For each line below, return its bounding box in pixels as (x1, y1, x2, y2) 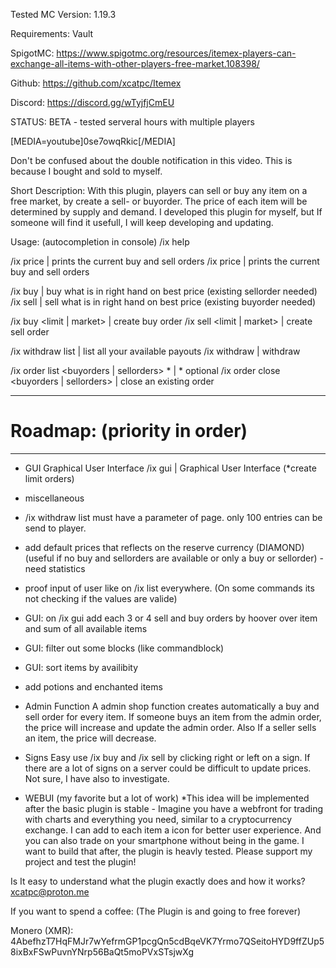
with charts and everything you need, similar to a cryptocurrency (24, 813, 293, 825)
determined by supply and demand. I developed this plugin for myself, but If (10, 206, 323, 218)
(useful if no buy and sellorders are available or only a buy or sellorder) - (24, 552, 324, 564)
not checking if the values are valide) (24, 592, 178, 604)
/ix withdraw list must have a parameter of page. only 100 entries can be (24, 511, 323, 523)
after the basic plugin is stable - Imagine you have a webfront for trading (24, 802, 324, 814)
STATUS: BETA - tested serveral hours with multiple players (10, 116, 255, 128)
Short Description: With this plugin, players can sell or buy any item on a (10, 185, 308, 196)
